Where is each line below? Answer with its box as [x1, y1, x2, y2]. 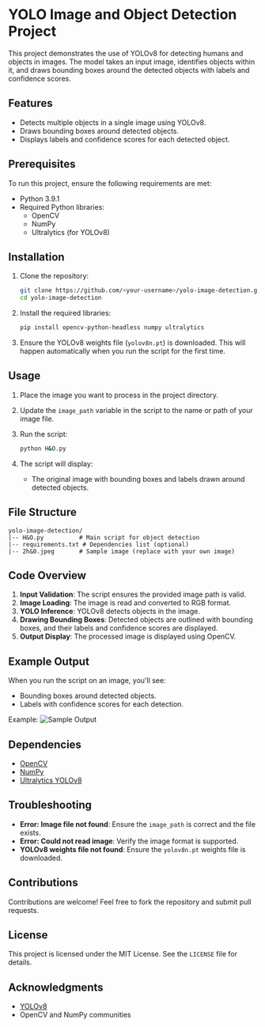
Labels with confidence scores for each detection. [19, 699, 184, 709]
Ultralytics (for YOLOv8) [31, 227, 111, 237]
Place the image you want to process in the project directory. [19, 390, 219, 400]
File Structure [8, 506, 77, 519]
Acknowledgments [8, 980, 104, 994]
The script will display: [19, 459, 93, 468]
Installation [8, 250, 65, 263]
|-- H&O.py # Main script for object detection [8, 533, 200, 541]
